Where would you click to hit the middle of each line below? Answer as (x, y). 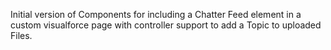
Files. (21, 35)
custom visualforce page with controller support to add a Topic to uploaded (166, 25)
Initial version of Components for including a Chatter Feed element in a (156, 14)
